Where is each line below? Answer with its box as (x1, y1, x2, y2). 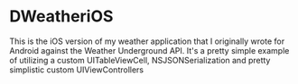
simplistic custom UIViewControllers (9, 64, 144, 75)
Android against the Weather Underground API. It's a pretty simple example (9, 45, 290, 55)
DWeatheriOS (9, 6, 114, 27)
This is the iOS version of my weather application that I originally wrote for (9, 36, 285, 46)
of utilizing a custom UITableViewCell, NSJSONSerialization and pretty (9, 55, 271, 65)
